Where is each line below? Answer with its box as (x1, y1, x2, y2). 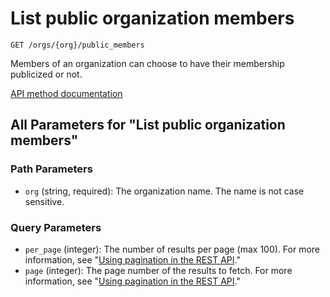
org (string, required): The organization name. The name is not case (24, 185, 305, 197)
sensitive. (24, 195, 65, 207)
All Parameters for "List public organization (10, 117, 286, 134)
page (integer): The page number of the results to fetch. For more (24, 264, 293, 276)
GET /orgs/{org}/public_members (10, 40, 145, 50)
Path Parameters (10, 162, 93, 176)
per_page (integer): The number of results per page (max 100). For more (24, 243, 321, 255)
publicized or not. (10, 68, 83, 80)
